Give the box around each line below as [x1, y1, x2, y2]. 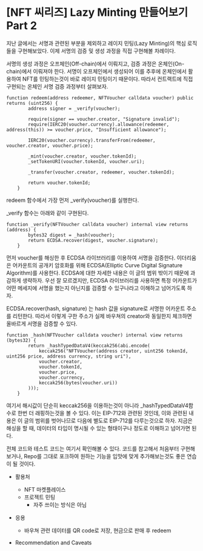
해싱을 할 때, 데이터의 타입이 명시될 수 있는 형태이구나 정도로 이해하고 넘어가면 [6, 424, 191, 432]
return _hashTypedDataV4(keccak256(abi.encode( [28, 342, 150, 349]
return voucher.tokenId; [28, 179, 91, 185]
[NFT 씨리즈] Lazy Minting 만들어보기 [6, 5, 188, 19]
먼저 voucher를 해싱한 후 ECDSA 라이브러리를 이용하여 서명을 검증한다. [6, 254, 176, 261]
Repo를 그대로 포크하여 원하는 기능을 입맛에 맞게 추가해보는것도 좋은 [24, 452, 186, 459]
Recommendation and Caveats [15, 539, 92, 546]
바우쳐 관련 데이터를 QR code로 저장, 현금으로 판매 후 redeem [24, 527, 171, 534]
